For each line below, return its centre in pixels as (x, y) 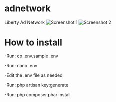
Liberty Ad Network (25, 22)
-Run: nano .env (21, 65)
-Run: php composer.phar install (38, 94)
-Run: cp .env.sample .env (31, 56)
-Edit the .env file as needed (34, 75)
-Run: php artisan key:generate (37, 85)
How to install (34, 42)
